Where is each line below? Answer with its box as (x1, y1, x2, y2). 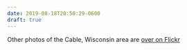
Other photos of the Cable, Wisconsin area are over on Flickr (7, 35, 180, 43)
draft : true (7, 16, 42, 23)
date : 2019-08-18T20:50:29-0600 (7, 10, 100, 17)
